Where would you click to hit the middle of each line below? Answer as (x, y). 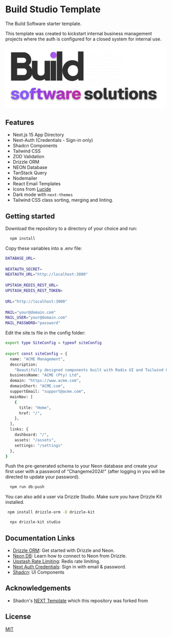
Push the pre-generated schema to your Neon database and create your (81, 466)
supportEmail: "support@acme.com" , (48, 392)
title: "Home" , (35, 408)
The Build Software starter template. (44, 24)
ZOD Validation (28, 157)
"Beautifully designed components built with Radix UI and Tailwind (89, 370)
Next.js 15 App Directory (38, 135)
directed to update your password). (43, 477)
